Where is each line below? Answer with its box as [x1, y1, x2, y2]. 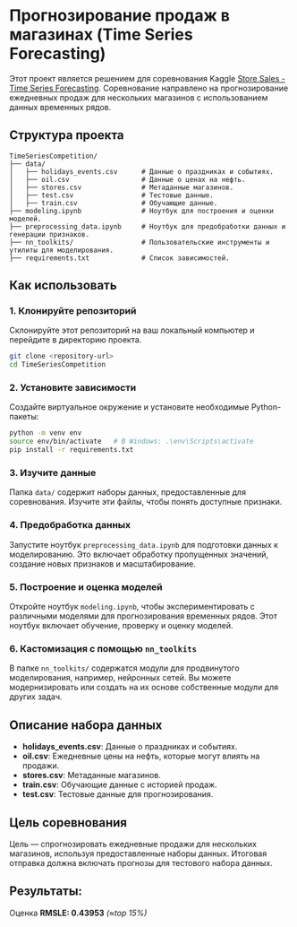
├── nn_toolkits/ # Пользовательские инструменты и [9, 238, 270, 247]
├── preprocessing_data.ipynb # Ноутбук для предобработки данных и [9, 221, 286, 231]
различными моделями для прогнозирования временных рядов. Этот [9, 611, 277, 621]
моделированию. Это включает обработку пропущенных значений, [9, 549, 269, 559]
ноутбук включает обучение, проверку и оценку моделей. [9, 620, 233, 630]
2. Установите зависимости [9, 382, 137, 394]
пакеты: [9, 412, 39, 422]
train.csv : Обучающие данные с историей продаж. [21, 779, 217, 790]
